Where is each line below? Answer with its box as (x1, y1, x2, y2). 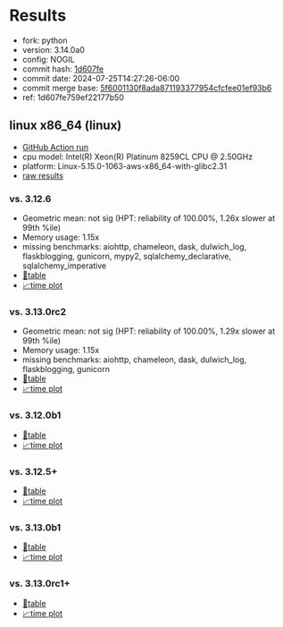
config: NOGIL (21, 54, 75, 64)
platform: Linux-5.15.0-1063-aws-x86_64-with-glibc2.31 (21, 160, 228, 171)
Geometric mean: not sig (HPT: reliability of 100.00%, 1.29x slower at (21, 326, 275, 336)
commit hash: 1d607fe (21, 64, 104, 74)
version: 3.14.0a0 (21, 44, 85, 55)
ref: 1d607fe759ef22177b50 (21, 91, 125, 103)
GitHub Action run (21, 141, 89, 152)
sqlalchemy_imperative (21, 260, 107, 271)
